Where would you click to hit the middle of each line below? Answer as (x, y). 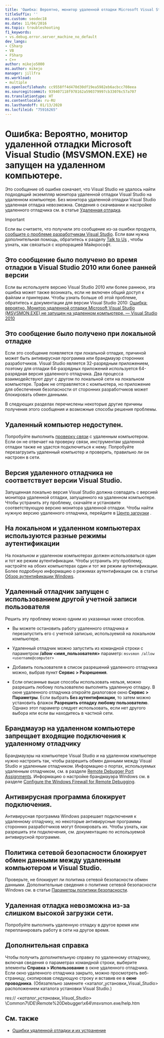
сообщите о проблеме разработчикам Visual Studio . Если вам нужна (77, 234)
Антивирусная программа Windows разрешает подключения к (71, 816)
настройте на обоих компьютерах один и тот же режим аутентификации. (82, 566)
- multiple (16, 82)
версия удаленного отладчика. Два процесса (76, 374)
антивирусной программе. (33, 837)
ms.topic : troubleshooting (32, 28)
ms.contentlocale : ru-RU (30, 101)
